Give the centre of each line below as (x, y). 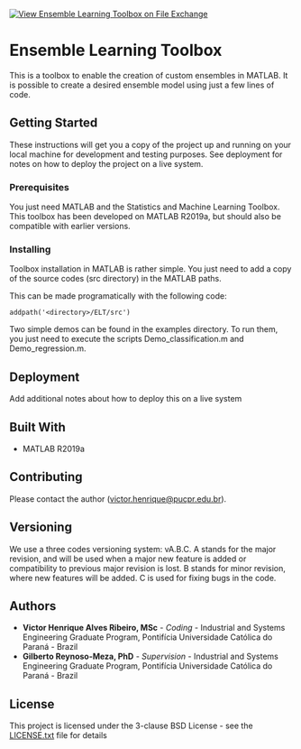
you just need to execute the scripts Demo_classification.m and (127, 339)
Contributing (46, 477)
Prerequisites (39, 187)
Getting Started (54, 123)
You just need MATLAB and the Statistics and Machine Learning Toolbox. (145, 207)
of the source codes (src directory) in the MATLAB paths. (116, 279)
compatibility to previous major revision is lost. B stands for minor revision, (147, 568)
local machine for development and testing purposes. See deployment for (146, 154)
